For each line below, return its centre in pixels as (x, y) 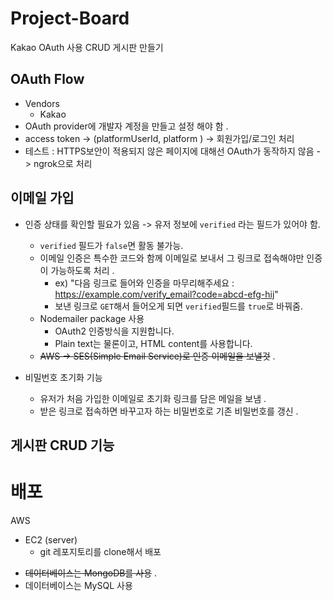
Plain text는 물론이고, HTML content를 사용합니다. (153, 343)
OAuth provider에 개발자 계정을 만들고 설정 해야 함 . (126, 126)
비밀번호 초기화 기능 (63, 377)
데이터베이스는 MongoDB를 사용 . (91, 573)
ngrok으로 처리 (63, 163)
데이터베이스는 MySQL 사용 (78, 585)
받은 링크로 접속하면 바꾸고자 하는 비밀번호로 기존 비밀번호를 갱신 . (169, 411)
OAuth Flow (47, 79)
